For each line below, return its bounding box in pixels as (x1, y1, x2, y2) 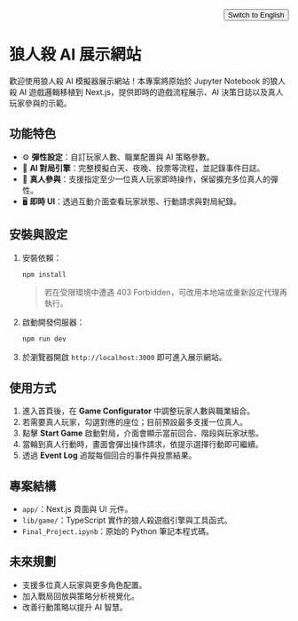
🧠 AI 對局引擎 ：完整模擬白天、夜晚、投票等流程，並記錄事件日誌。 (21, 162, 265, 173)
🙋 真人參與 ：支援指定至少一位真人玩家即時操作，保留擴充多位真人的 (21, 173, 271, 185)
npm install (21, 270, 67, 279)
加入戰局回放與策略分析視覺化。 (21, 590, 139, 601)
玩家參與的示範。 (9, 98, 72, 108)
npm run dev (21, 334, 67, 344)
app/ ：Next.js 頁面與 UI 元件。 (21, 503, 133, 514)
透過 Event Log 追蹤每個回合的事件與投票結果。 (21, 450, 197, 460)
